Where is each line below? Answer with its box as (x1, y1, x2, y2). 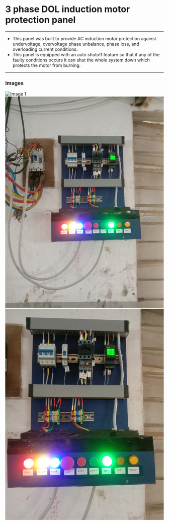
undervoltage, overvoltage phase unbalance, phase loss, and (12, 41, 139, 47)
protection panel (5, 14, 76, 26)
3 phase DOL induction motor (5, 4, 130, 15)
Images (5, 79, 24, 86)
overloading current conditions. (12, 46, 78, 52)
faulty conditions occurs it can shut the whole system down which (12, 57, 150, 63)
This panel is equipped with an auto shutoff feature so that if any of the (12, 51, 160, 57)
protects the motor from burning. (12, 62, 81, 68)
